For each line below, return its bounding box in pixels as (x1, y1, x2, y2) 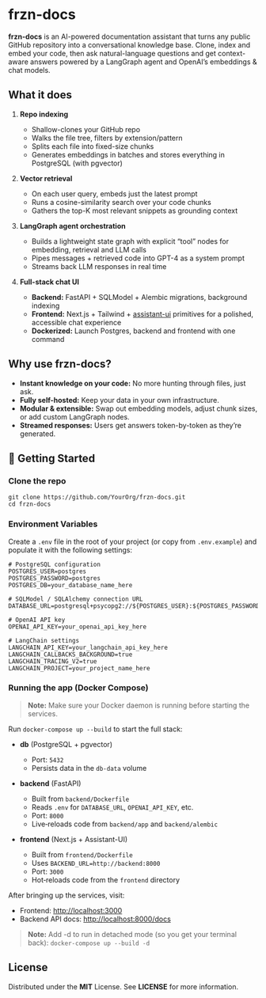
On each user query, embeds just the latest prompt (31, 188, 198, 199)
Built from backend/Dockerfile (31, 794, 130, 803)
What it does (8, 89, 73, 102)
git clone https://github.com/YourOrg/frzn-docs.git (8, 493, 186, 502)
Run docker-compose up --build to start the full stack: (8, 724, 183, 734)
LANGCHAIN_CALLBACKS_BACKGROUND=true (8, 651, 133, 658)
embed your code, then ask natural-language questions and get (8, 48, 216, 58)
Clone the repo (8, 475, 66, 486)
